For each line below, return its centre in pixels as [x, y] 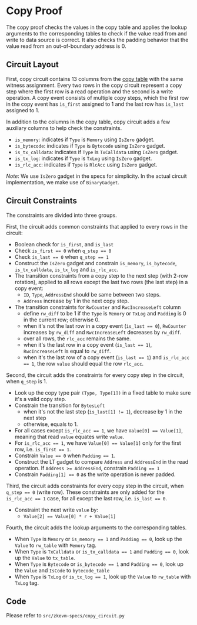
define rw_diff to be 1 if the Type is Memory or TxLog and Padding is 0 [105, 313]
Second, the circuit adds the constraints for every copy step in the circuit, [95, 375]
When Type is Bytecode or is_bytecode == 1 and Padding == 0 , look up [99, 564]
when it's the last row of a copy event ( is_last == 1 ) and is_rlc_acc [106, 357]
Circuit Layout [32, 65]
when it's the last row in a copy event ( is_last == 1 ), [88, 344]
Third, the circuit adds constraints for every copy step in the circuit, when [95, 486]
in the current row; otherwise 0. [61, 320]
